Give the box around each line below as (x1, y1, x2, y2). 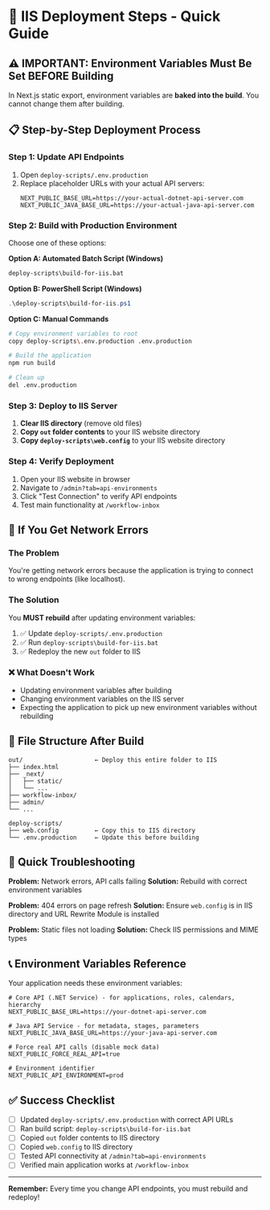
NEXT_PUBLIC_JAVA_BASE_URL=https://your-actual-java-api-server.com (19, 201, 255, 209)
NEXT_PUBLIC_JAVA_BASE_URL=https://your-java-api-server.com (8, 1029, 218, 1037)
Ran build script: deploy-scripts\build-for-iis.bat (19, 1124, 191, 1133)
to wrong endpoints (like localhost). (8, 574, 126, 584)
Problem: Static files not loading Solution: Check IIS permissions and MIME (8, 925, 259, 934)
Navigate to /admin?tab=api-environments (19, 483, 158, 493)
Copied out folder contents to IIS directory (19, 1133, 160, 1143)
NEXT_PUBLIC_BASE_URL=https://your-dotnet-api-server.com (8, 1008, 207, 1017)
